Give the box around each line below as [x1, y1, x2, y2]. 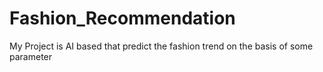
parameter [9, 50, 53, 62]
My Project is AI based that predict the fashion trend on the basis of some [9, 40, 314, 52]
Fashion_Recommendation [9, 7, 236, 30]
